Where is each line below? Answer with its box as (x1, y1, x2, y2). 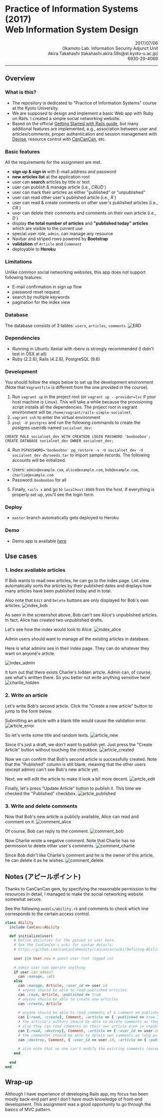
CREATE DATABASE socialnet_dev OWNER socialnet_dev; (5, 438, 114, 443)
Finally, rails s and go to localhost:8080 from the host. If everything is (12, 487, 155, 492)
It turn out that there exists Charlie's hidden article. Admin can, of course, (5, 669, 152, 675)
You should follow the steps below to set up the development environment (5, 379, 154, 385)
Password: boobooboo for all (12, 477, 66, 483)
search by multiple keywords (12, 294, 70, 300)
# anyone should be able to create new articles (17, 996, 118, 1002)
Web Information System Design (5, 24, 139, 35)
